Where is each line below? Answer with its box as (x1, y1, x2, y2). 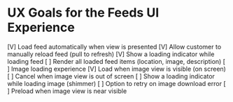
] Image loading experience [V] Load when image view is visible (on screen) (7, 65, 226, 73)
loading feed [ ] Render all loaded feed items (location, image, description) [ (7, 57, 226, 65)
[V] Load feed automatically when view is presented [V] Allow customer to (7, 42, 222, 51)
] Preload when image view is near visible (7, 87, 127, 95)
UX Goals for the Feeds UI (7, 5, 160, 21)
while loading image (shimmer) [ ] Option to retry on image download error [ (7, 79, 226, 87)
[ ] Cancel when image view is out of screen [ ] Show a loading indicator (7, 71, 216, 80)
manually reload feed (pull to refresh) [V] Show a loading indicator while (7, 50, 215, 58)
